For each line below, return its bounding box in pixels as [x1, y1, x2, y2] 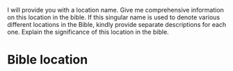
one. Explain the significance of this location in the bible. [7, 28, 169, 36]
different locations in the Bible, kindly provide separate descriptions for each [7, 21, 227, 28]
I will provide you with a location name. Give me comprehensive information [7, 6, 225, 14]
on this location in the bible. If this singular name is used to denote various [7, 13, 220, 21]
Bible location [7, 52, 88, 68]
